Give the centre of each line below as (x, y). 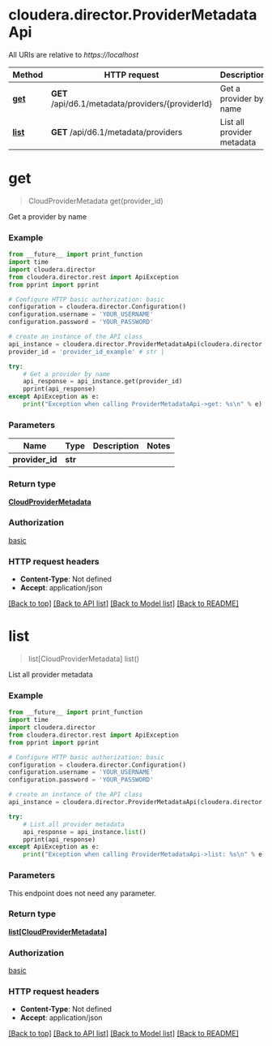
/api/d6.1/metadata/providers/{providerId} (132, 103)
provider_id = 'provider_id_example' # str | (86, 352)
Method (28, 75)
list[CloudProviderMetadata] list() (84, 659)
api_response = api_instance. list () (85, 832)
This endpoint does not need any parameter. (82, 893)
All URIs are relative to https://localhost (74, 54)
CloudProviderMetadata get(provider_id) (96, 201)
